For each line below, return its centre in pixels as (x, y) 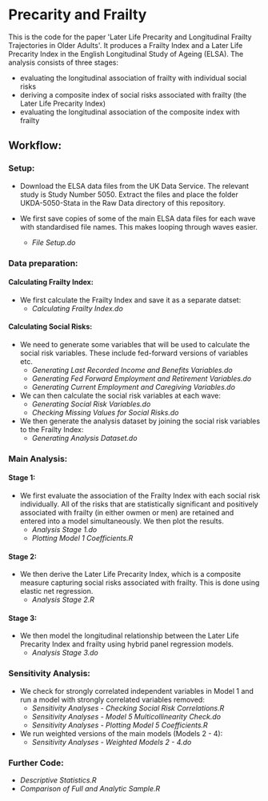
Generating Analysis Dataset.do (84, 438)
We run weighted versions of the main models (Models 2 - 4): (121, 733)
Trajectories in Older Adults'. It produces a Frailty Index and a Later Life (126, 45)
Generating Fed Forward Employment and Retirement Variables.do (142, 378)
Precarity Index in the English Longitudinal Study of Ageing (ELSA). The (126, 54)
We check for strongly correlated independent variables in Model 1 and (137, 691)
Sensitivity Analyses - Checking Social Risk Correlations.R (128, 708)
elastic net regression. (56, 591)
